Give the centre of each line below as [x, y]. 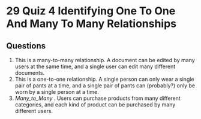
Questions [26, 46]
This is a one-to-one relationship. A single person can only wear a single [104, 79]
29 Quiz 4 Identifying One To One [91, 11]
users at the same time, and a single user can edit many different [95, 66]
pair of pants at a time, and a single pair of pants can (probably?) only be [105, 86]
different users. [34, 111]
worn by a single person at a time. [57, 92]
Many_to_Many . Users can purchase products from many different [98, 98]
